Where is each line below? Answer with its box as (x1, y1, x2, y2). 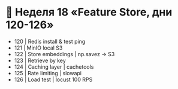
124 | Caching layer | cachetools (14, 63, 94, 70)
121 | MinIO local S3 (14, 44, 63, 51)
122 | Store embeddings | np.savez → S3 (14, 50, 115, 57)
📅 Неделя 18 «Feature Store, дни (5, 5, 173, 19)
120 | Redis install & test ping (14, 38, 86, 45)
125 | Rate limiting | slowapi (14, 69, 82, 76)
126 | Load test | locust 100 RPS (14, 76, 93, 83)
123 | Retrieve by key (14, 57, 67, 64)
